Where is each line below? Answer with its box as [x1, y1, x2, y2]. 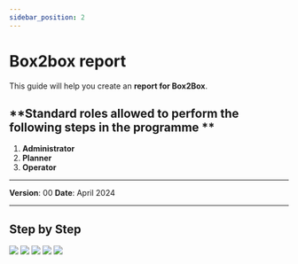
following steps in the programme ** [9, 120, 216, 135]
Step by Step [9, 221, 82, 237]
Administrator [21, 144, 75, 154]
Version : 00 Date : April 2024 [9, 188, 115, 198]
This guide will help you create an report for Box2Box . [9, 81, 208, 91]
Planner [21, 152, 52, 164]
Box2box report [9, 50, 127, 71]
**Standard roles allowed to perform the [9, 105, 239, 120]
